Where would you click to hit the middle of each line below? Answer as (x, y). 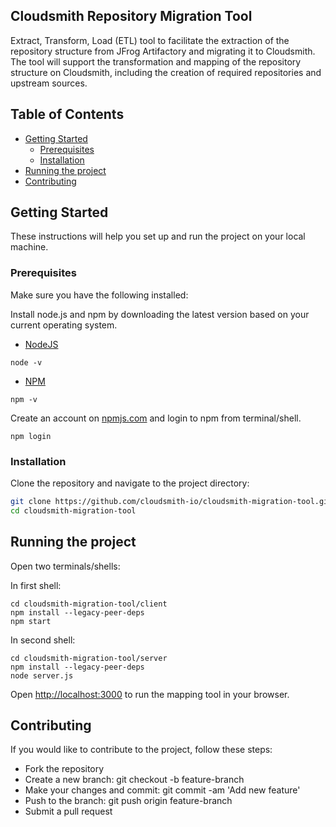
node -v (26, 362)
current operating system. (64, 325)
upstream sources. (49, 83)
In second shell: (43, 640)
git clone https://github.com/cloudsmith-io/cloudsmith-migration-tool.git (171, 502)
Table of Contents (67, 114)
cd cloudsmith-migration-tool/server (89, 658)
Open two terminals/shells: (65, 566)
